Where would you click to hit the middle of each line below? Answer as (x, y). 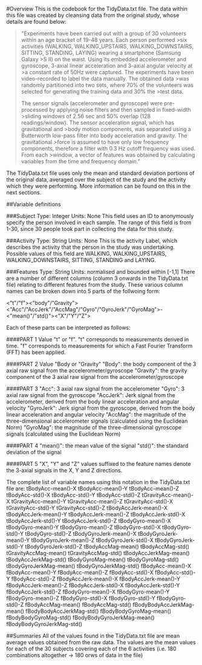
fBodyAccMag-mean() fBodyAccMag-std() (78, 605)
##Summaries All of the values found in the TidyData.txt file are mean (93, 636)
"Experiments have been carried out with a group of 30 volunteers (103, 33)
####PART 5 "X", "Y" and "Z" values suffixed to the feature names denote (99, 464)
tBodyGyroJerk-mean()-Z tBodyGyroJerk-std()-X (92, 540)
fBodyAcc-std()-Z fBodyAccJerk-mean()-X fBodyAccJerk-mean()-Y (96, 579)
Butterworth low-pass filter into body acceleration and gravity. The (104, 135)
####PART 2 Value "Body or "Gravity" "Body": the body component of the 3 (101, 364)
